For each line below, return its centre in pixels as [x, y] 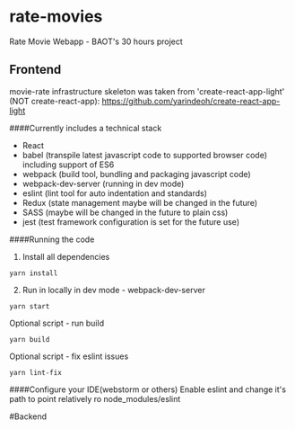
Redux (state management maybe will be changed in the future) [140, 202]
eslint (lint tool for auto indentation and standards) [115, 193]
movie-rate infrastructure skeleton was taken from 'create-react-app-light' [147, 91]
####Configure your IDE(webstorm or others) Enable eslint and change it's [148, 389]
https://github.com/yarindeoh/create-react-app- [191, 101]
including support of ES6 [68, 165]
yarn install [34, 273]
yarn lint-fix [36, 372]
